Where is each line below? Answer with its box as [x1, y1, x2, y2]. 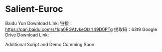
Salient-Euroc [5, 3, 63, 15]
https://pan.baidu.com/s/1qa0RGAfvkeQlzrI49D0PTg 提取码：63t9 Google [5, 26, 157, 32]
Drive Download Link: [5, 32, 49, 38]
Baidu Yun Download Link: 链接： [5, 20, 74, 26]
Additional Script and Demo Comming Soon [5, 41, 95, 47]
